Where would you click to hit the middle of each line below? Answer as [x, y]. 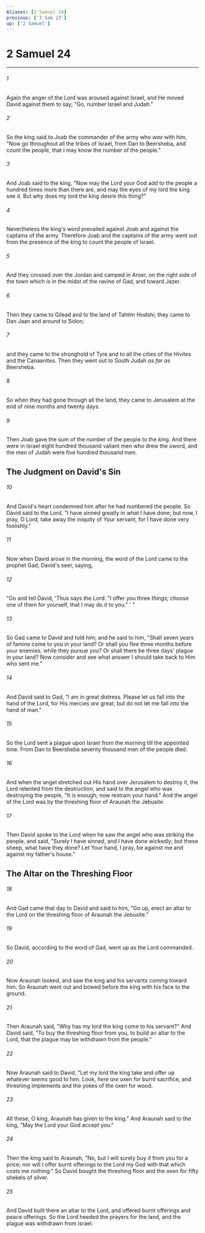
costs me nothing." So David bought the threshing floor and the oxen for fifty [103, 1171]
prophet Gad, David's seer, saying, [50, 565]
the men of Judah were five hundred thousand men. [72, 452]
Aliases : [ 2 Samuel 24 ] [37, 12]
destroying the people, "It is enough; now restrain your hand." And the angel [102, 795]
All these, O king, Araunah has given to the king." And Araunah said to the [99, 1119]
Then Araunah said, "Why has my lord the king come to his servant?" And [99, 1027]
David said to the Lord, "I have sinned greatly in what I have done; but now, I [102, 512]
